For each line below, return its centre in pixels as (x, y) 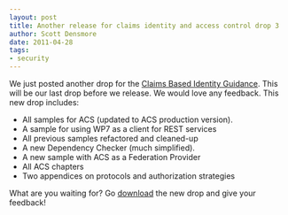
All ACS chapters (53, 166)
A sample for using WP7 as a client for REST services (119, 129)
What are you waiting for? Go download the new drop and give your (133, 193)
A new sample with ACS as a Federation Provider (111, 157)
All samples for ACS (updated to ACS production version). (127, 119)
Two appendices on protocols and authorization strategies (128, 176)
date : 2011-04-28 (41, 42)
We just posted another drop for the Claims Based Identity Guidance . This (144, 84)
